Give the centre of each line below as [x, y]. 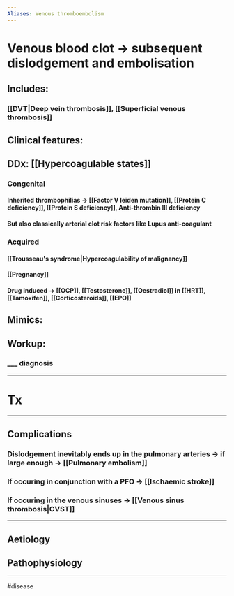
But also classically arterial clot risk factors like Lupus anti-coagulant [110, 224]
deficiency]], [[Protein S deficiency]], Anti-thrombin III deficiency [104, 208]
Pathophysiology [45, 563]
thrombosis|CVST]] [41, 509]
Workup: [27, 343]
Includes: [28, 89]
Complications [40, 434]
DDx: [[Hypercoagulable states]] [79, 164]
